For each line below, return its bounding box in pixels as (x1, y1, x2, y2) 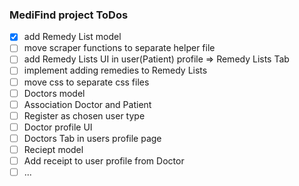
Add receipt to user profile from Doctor (23, 154, 185, 167)
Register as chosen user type (23, 109, 146, 122)
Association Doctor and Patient (23, 98, 152, 110)
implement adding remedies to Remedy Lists (23, 64, 208, 77)
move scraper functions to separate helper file (23, 42, 216, 54)
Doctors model (23, 87, 86, 99)
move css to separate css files (23, 76, 150, 88)
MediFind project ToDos (9, 8, 129, 22)
